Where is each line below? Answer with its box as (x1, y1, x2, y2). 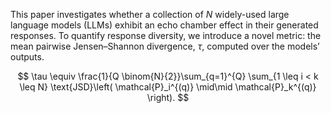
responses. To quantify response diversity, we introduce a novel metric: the (10, 30, 322, 41)
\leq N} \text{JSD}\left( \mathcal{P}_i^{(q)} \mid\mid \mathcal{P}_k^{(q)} (19, 81, 317, 93)
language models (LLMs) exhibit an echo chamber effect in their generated (10, 19, 319, 31)
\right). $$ (146, 92, 190, 103)
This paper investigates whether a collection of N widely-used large (10, 9, 290, 20)
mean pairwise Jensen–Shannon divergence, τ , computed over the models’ (10, 40, 320, 52)
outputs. (10, 51, 45, 63)
